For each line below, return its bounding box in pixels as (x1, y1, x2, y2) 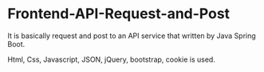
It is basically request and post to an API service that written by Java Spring (7, 31, 256, 40)
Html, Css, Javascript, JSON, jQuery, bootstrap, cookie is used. (7, 55, 216, 64)
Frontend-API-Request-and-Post (7, 5, 231, 23)
